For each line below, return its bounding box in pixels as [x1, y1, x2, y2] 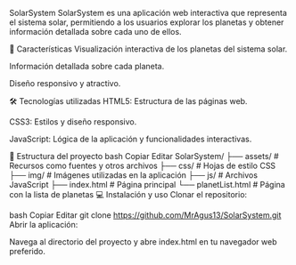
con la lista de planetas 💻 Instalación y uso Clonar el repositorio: [9, 189, 248, 199]
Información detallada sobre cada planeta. [9, 61, 165, 71]
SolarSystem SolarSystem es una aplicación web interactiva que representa [9, 8, 288, 18]
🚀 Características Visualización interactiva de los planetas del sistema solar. [9, 44, 288, 54]
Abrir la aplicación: [9, 220, 78, 229]
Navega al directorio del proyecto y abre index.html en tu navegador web [9, 237, 277, 247]
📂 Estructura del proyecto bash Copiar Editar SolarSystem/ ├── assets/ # [9, 151, 279, 161]
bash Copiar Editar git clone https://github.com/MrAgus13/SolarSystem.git [9, 210, 282, 221]
